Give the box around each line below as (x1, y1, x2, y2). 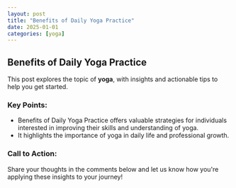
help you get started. (7, 83, 69, 91)
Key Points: (7, 100, 47, 110)
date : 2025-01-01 (7, 23, 59, 30)
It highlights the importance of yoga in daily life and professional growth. (17, 131, 230, 140)
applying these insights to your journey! (7, 172, 123, 181)
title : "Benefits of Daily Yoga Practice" (7, 17, 135, 24)
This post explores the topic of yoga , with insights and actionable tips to (7, 75, 218, 83)
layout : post (7, 10, 46, 18)
